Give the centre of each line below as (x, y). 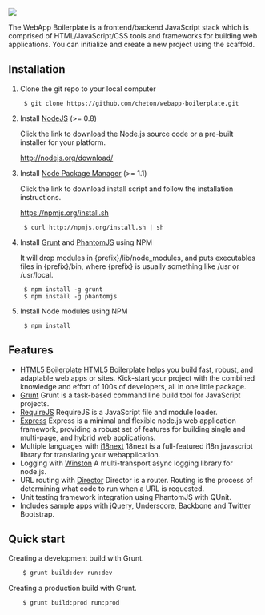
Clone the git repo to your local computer (88, 89)
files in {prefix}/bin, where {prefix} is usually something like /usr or (130, 266)
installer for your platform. (63, 142)
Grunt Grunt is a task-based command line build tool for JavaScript (130, 395)
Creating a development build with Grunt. (76, 558)
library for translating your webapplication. (90, 454)
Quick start (37, 539)
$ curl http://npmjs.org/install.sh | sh (94, 227)
